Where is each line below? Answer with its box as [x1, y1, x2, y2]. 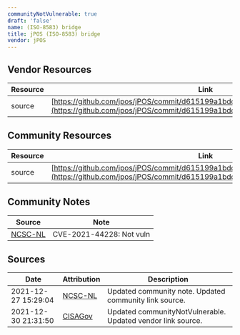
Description [147, 274, 189, 284]
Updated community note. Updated [106, 287, 226, 297]
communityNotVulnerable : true [7, 10, 98, 18]
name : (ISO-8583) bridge [7, 24, 81, 31]
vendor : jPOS [7, 37, 46, 44]
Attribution [62, 274, 101, 284]
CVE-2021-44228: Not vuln [52, 229, 151, 239]
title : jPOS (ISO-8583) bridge [7, 30, 101, 38]
